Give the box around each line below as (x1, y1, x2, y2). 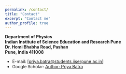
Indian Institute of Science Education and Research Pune (5, 39, 122, 45)
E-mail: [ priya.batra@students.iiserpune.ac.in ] (12, 59, 104, 64)
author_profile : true (5, 20, 49, 26)
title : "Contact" (5, 12, 40, 16)
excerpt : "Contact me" (5, 16, 51, 21)
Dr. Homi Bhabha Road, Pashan (5, 44, 69, 50)
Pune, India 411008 (5, 49, 44, 55)
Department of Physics (5, 34, 53, 40)
